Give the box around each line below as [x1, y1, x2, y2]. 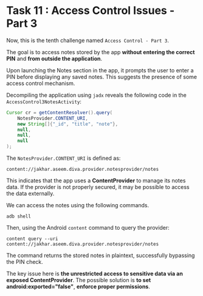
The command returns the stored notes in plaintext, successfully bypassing [6, 252, 195, 259]
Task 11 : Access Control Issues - [6, 4, 175, 18]
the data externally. [6, 190, 55, 198]
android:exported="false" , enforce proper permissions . [6, 283, 151, 291]
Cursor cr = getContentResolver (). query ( [6, 109, 113, 115]
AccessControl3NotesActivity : [6, 98, 82, 105]
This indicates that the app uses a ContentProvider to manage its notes [6, 177, 186, 184]
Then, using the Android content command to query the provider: [6, 224, 170, 232]
